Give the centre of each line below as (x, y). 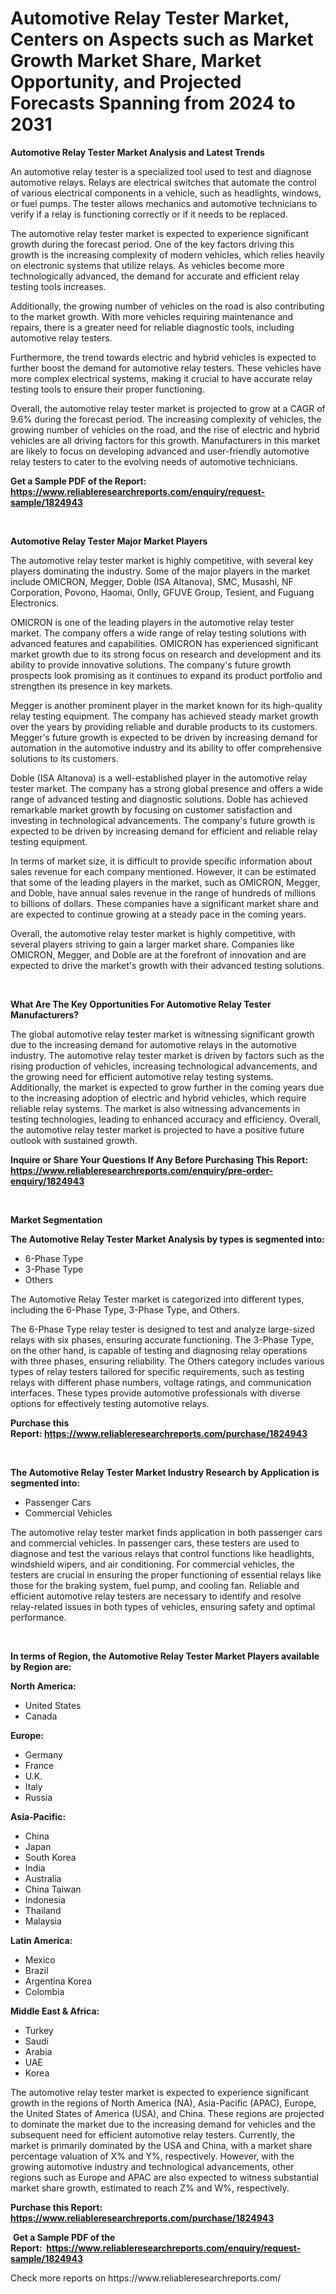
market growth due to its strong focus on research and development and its (166, 654)
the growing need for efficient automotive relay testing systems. (142, 1076)
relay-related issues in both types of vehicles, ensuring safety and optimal (163, 1606)
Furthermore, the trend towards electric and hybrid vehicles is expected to (163, 357)
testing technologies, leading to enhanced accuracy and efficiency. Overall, (166, 1119)
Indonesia (45, 1899)
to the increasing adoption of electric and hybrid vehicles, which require (158, 1098)
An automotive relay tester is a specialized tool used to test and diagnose (161, 171)
